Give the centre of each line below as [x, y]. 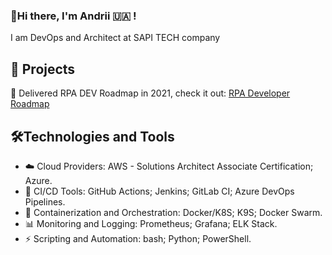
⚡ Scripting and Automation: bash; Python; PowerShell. [138, 238]
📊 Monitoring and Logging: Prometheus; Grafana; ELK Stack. [151, 223]
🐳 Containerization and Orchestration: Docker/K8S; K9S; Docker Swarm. [173, 212]
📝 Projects [43, 69]
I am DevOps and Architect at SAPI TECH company [115, 38]
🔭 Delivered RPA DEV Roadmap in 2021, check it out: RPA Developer [150, 93]
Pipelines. [45, 201]
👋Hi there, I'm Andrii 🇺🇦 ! [73, 16]
